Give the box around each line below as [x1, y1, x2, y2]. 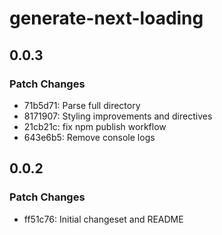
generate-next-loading [9, 7, 204, 30]
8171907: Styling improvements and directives [23, 110, 213, 122]
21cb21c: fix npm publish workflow [23, 120, 167, 132]
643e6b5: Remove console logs [23, 131, 156, 143]
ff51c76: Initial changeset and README [23, 213, 184, 225]
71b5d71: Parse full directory [23, 99, 141, 111]
